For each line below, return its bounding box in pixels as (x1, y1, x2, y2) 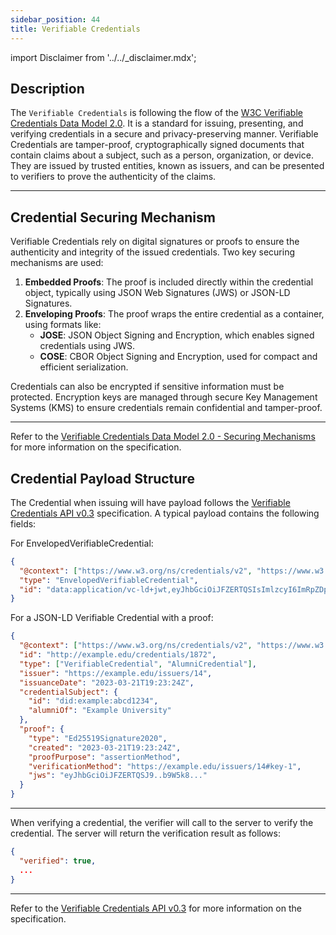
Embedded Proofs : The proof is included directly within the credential (24, 276, 314, 288)
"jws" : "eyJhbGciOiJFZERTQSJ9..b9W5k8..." (28, 771, 208, 781)
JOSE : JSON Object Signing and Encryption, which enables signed (39, 329, 315, 341)
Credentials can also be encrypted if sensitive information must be (10, 381, 285, 393)
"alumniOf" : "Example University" (28, 706, 172, 716)
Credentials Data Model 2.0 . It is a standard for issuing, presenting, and (10, 117, 304, 130)
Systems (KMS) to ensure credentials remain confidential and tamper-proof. (10, 402, 323, 414)
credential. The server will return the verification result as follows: (10, 827, 281, 840)
